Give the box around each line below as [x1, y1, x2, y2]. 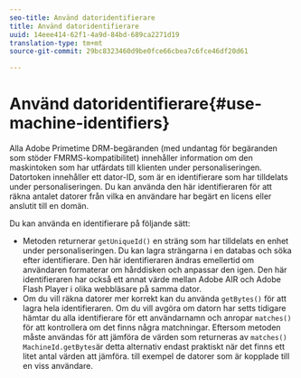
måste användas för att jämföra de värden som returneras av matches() [22, 332, 287, 343]
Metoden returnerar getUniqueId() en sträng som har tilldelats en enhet [22, 236, 289, 247]
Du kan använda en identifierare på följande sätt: [9, 218, 191, 229]
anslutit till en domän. [9, 201, 89, 212]
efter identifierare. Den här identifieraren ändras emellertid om [22, 255, 255, 266]
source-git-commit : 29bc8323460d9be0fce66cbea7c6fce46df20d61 [9, 47, 249, 56]
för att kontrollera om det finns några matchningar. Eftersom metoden [22, 322, 282, 333]
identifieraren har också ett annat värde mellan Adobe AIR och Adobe [22, 274, 282, 285]
